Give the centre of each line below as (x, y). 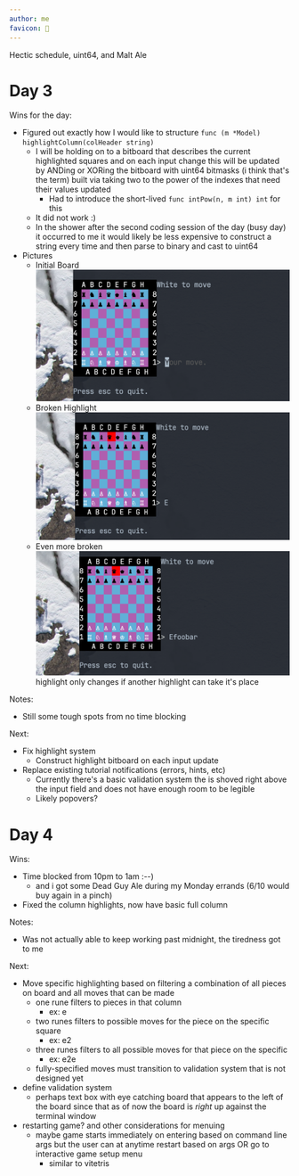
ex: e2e (62, 1059)
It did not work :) (65, 218)
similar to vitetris (79, 1164)
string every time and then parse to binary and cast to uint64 (147, 246)
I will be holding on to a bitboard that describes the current (143, 152)
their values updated (73, 189)
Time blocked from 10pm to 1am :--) (88, 876)
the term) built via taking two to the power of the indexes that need (158, 180)
